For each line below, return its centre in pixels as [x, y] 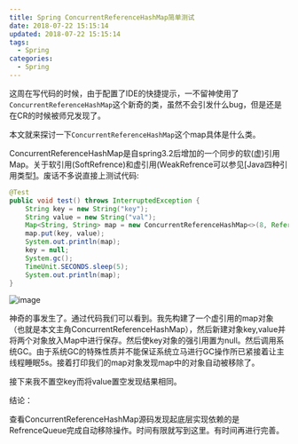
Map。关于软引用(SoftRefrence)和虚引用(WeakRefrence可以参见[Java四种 [145, 164]
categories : [31, 59]
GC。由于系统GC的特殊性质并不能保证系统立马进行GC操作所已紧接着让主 [151, 352]
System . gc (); [49, 258]
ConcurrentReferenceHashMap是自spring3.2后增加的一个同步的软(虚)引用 [145, 153]
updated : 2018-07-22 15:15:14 [65, 34]
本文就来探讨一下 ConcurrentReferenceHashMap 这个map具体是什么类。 [135, 134]
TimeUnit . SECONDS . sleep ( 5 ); [77, 266]
